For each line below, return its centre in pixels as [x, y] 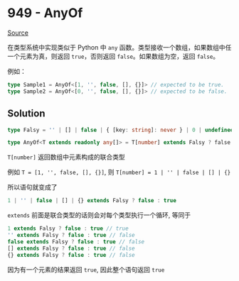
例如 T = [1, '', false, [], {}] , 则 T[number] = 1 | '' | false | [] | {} [119, 172]
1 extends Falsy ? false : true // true [68, 228]
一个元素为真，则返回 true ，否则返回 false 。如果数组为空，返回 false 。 [113, 56]
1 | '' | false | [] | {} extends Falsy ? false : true [92, 201]
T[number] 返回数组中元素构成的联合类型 [67, 157]
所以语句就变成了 [32, 187]
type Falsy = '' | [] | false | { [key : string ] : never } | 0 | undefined [121, 130]
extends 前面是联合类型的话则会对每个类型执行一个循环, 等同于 [99, 215]
